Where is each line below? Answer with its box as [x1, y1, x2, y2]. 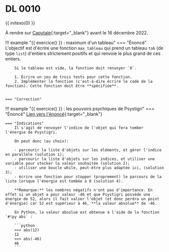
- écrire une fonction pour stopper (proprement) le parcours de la [14, 174, 162, 179]
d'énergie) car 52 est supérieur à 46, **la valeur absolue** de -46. [5, 201, 157, 206]
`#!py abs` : [5, 214, 33, 219]
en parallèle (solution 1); [5, 152, 65, 157]
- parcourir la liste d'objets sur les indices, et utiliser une [14, 156, 155, 162]
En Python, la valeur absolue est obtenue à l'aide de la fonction [14, 209, 159, 215]
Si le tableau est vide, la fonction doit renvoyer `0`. [14, 66, 137, 71]
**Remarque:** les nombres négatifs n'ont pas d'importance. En [14, 187, 153, 193]
